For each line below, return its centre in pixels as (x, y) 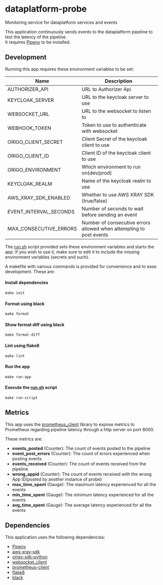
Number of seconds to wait (113, 209)
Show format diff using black (35, 325)
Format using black (25, 304)
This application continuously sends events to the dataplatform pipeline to (79, 32)
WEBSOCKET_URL (28, 114)
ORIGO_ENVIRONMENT (34, 170)
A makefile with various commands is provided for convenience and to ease (81, 266)
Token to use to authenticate (114, 125)
